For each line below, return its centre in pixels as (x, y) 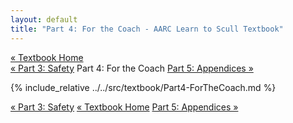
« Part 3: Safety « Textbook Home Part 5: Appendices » (124, 107)
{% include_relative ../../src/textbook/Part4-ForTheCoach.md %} (143, 87)
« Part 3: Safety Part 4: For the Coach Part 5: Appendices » (132, 68)
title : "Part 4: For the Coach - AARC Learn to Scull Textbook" (147, 29)
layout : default (44, 19)
